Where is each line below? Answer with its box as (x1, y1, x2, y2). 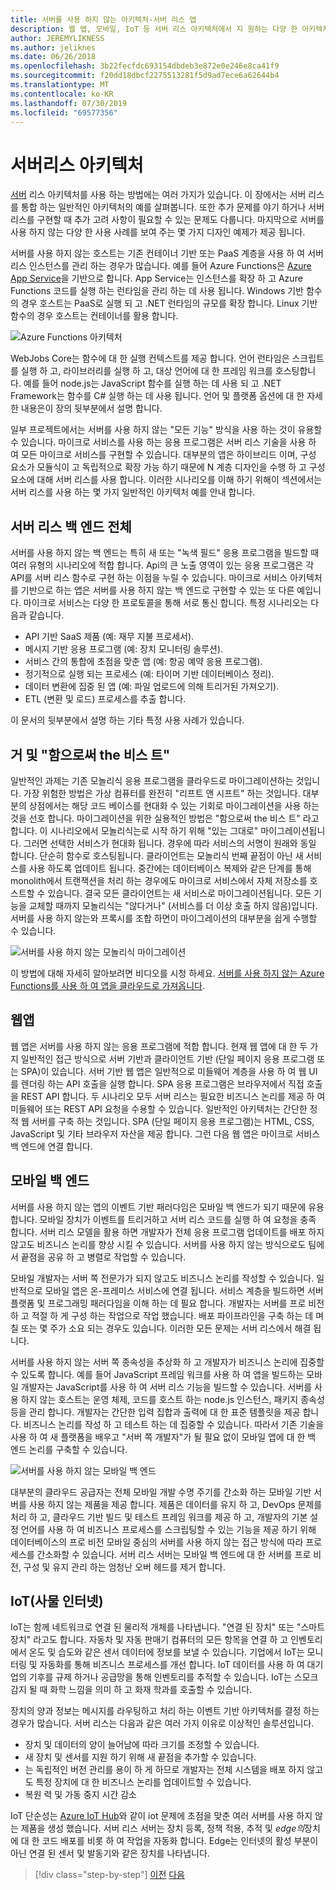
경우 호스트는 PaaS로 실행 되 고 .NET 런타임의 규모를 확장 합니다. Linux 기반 (20, 297, 318, 310)
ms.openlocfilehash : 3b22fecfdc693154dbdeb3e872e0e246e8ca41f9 (10, 61, 280, 71)
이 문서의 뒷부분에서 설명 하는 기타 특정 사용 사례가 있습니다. (10, 714, 245, 726)
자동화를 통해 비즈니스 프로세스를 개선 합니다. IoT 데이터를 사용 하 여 (39, 1659, 305, 1671)
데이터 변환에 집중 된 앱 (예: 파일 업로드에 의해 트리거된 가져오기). (24, 681, 280, 693)
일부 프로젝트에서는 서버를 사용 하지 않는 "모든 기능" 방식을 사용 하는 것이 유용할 (10, 424, 323, 436)
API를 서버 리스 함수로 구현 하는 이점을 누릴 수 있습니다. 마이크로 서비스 (10, 572, 288, 584)
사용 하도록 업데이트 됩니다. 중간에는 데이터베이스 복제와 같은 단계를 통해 (28, 862, 312, 874)
